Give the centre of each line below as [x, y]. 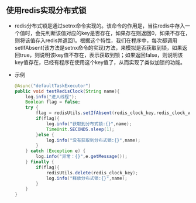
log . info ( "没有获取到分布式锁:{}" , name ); [93, 140]
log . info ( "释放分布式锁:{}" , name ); [87, 178]
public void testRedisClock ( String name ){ [67, 91]
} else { [45, 135]
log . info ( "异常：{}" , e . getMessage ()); [82, 157]
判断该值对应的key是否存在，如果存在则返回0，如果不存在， [118, 33]
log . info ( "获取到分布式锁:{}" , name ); [89, 124]
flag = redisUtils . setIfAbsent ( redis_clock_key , [96, 113]
